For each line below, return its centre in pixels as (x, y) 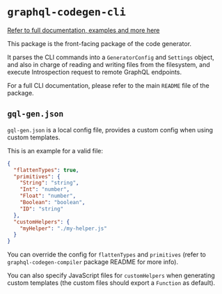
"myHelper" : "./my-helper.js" (64, 229)
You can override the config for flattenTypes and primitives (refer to (107, 255)
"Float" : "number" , (48, 196)
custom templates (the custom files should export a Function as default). (111, 283)
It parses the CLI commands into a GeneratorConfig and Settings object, (111, 57)
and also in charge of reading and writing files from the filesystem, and (109, 64)
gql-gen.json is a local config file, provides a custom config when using (110, 130)
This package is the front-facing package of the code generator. (100, 43)
